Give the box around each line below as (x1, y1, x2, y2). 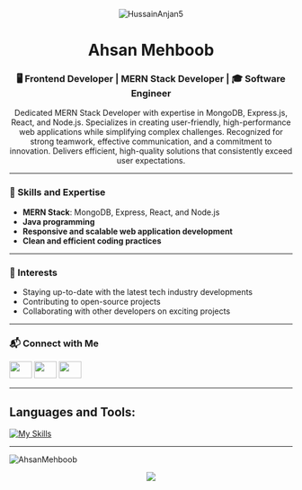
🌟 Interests (9, 266, 58, 279)
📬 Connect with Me (9, 337, 99, 350)
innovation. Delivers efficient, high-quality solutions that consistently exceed (9, 146, 293, 156)
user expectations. (116, 156, 186, 166)
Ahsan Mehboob (87, 40, 215, 60)
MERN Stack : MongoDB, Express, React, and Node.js (22, 207, 220, 218)
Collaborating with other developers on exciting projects (22, 306, 231, 316)
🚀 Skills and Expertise (9, 186, 106, 199)
